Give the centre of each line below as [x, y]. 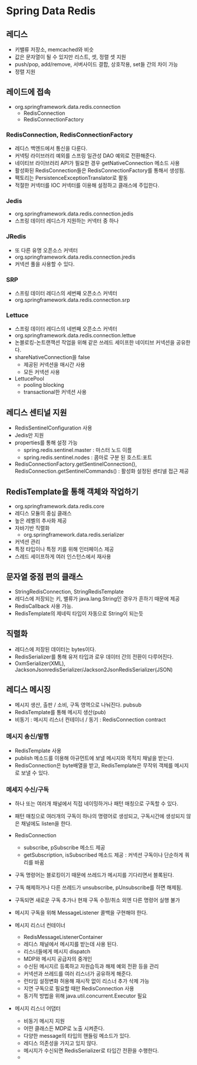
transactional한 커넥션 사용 [55, 392]
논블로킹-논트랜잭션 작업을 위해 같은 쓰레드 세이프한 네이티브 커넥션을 [95, 343]
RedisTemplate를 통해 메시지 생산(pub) [60, 712]
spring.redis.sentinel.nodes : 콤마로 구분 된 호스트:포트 [88, 457]
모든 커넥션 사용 [42, 372]
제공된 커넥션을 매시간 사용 [54, 364]
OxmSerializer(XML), [40, 663]
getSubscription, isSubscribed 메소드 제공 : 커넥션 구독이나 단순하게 [103, 855]
